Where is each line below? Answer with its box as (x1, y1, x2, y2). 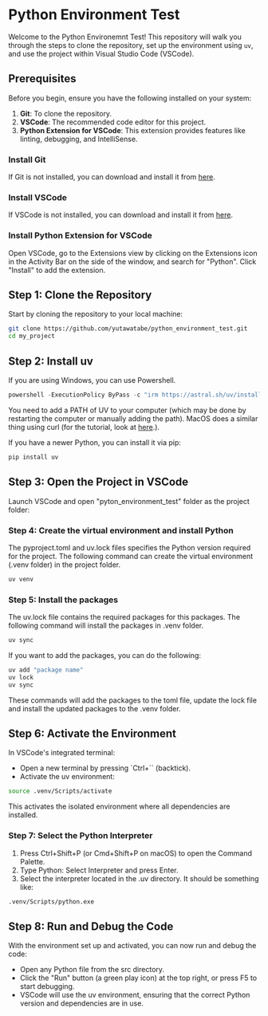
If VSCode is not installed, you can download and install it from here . (8, 210, 234, 220)
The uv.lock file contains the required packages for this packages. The (8, 612, 241, 622)
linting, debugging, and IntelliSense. (19, 134, 138, 144)
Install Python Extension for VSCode (8, 230, 153, 241)
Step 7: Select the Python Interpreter (8, 830, 153, 841)
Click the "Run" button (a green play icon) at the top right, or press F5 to (19, 973, 258, 983)
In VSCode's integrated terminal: (8, 748, 116, 758)
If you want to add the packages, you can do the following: (8, 650, 202, 660)
